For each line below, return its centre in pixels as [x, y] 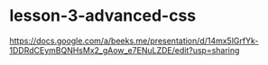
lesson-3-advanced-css [103, 16]
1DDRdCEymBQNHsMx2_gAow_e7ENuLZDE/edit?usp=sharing [125, 50]
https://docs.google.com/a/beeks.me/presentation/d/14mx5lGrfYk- [134, 41]
